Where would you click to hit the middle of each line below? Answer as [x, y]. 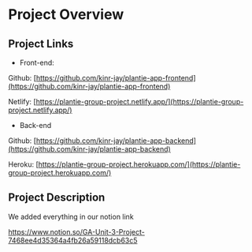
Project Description [57, 198]
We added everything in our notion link [71, 216]
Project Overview [66, 15]
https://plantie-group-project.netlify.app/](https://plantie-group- [140, 102]
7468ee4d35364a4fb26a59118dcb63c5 [73, 240]
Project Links [41, 44]
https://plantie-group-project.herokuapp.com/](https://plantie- [139, 164]
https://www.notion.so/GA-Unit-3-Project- [77, 231]
